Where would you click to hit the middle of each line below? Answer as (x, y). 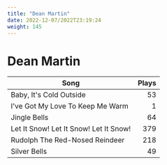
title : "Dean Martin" (39, 14)
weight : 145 (24, 26)
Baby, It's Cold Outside (48, 95)
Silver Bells (29, 152)
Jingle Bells (30, 118)
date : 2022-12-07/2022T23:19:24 (54, 20)
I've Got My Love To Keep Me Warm (70, 107)
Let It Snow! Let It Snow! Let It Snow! (71, 129)
